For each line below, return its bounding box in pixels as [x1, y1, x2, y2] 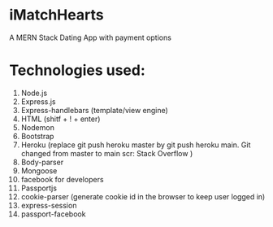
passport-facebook [20, 209, 86, 219]
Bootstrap [20, 131, 54, 141]
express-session [20, 200, 77, 210]
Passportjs [20, 183, 58, 193]
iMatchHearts [9, 6, 104, 24]
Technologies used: [9, 61, 145, 80]
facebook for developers [20, 174, 104, 184]
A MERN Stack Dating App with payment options [9, 33, 171, 42]
